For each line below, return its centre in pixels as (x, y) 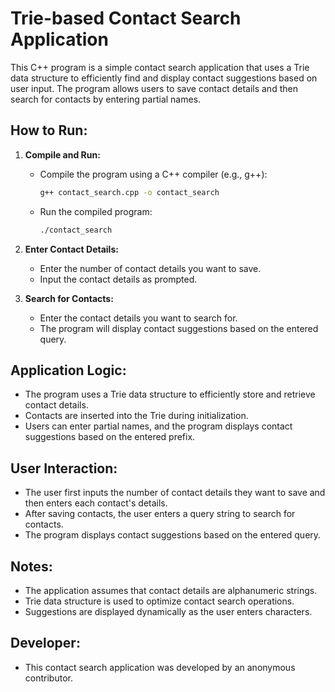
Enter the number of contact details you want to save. (150, 268)
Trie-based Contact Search (126, 18)
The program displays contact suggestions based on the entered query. (173, 535)
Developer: (45, 643)
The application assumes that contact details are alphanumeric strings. (171, 590)
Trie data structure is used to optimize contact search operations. (159, 601)
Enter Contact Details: (71, 249)
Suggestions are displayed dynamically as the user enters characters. (168, 611)
